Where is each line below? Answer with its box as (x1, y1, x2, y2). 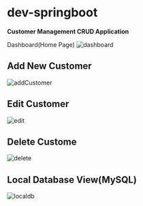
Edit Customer (7, 98, 69, 110)
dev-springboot (7, 5, 98, 20)
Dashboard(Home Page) (7, 40, 75, 48)
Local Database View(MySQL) (7, 174, 138, 186)
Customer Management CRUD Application (7, 27, 129, 35)
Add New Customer (7, 60, 92, 72)
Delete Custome (7, 136, 77, 147)
